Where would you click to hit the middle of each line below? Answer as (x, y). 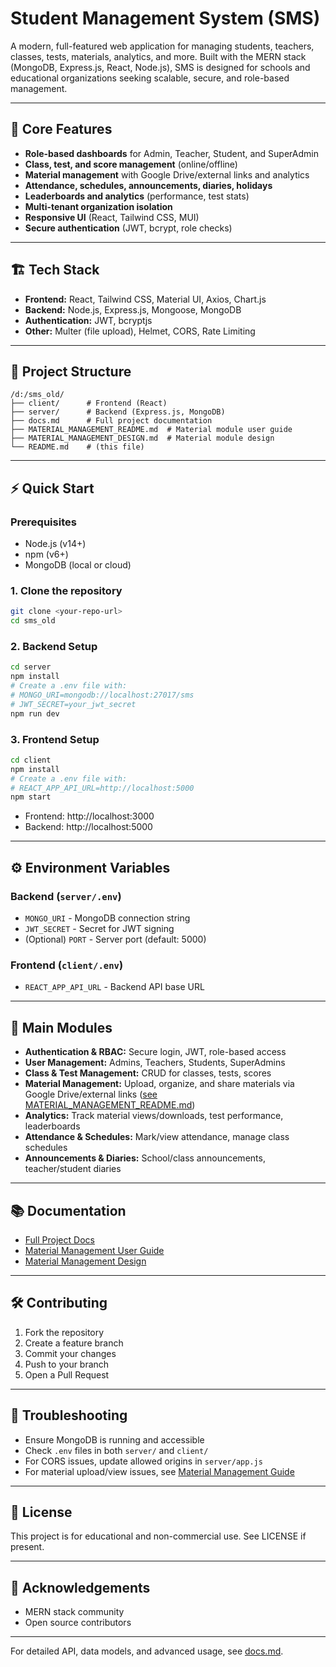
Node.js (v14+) (55, 544)
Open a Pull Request (67, 1374)
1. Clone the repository (66, 590)
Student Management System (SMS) (165, 18)
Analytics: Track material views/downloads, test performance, (154, 1116)
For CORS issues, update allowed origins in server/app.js (143, 1461)
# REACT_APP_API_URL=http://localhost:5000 (102, 788)
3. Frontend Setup (55, 739)
